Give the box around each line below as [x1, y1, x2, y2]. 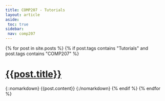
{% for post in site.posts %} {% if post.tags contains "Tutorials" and [5, 45, 149, 51]
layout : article [5, 12, 40, 17]
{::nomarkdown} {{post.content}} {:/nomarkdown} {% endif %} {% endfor [5, 85, 160, 91]
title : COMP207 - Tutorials [5, 7, 66, 13]
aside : [5, 17, 19, 22]
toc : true [7, 21, 29, 27]
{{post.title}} [5, 68, 62, 80]
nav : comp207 [7, 31, 36, 36]
